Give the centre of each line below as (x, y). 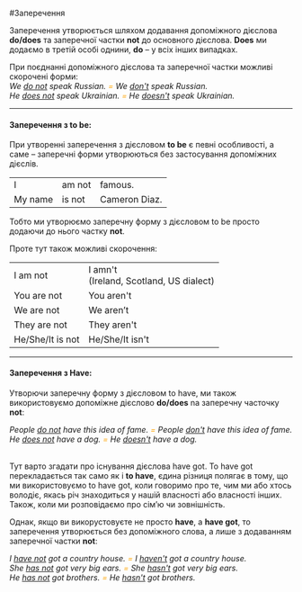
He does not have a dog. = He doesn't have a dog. (103, 439)
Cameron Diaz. (131, 200)
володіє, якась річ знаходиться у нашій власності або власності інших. (146, 495)
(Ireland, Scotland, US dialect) (151, 281)
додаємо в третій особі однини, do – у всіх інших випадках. (124, 49)
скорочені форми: (44, 76)
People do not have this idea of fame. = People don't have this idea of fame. (151, 429)
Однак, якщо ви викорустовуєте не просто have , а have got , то (130, 522)
